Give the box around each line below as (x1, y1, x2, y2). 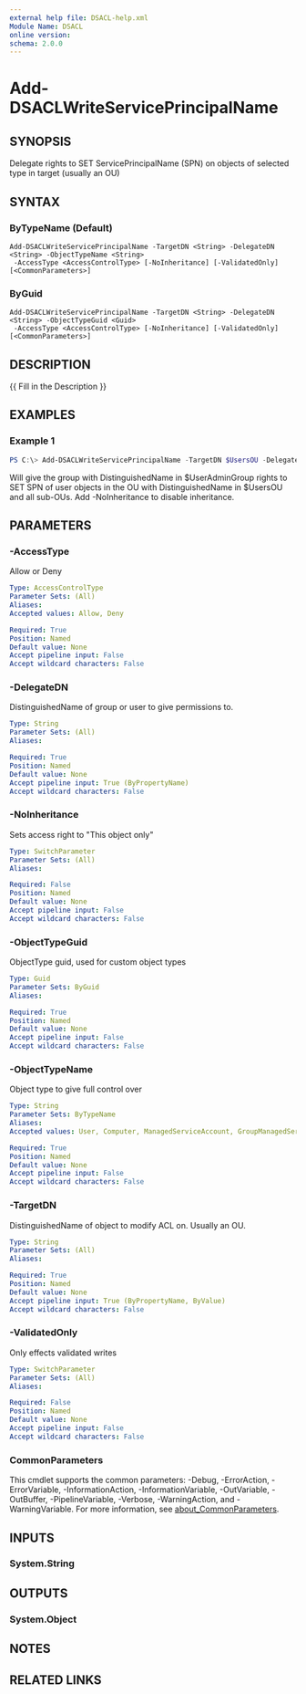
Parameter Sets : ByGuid (9, 982, 100, 991)
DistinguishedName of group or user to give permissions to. (9, 702, 234, 713)
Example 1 (9, 434, 56, 447)
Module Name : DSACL (9, 22, 84, 31)
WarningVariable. (9, 1503, 75, 1515)
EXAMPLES (9, 407, 76, 423)
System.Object (9, 1613, 77, 1626)
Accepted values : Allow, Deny (9, 609, 125, 618)
